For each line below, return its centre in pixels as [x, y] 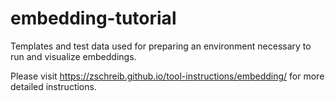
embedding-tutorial [93, 18]
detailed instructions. [53, 86]
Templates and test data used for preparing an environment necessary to [161, 46]
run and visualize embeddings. [73, 56]
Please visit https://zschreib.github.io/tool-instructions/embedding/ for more [167, 76]
